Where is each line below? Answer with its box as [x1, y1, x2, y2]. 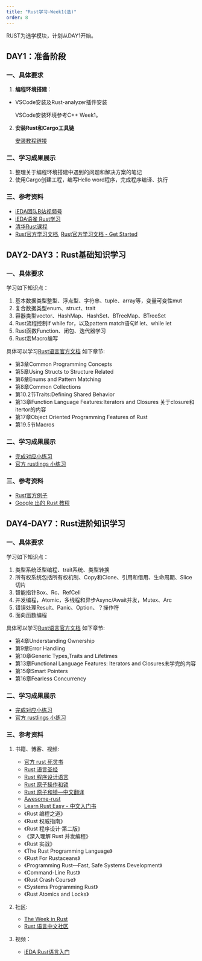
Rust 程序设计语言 [24, 774, 69, 781]
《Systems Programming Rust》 [24, 884, 98, 891]
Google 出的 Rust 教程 [14, 500, 71, 507]
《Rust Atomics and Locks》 [24, 890, 89, 898]
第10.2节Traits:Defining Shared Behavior [14, 391, 115, 398]
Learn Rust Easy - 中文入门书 [24, 803, 96, 810]
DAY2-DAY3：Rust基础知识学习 [6, 250, 127, 260]
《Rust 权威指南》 [24, 818, 66, 825]
